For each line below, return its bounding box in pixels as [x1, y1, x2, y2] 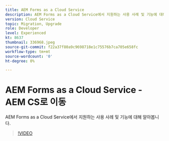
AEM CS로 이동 [5, 96, 66, 108]
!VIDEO [17, 130, 33, 136]
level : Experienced [5, 30, 46, 35]
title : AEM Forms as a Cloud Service [5, 7, 84, 12]
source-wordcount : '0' [5, 53, 53, 59]
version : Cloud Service [5, 16, 55, 21]
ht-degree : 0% [5, 58, 35, 63]
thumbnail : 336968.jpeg [5, 40, 55, 45]
